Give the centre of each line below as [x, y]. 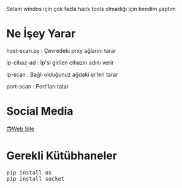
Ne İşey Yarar [41, 34]
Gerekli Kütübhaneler [62, 156]
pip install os [29, 172]
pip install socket [36, 178]
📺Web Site [21, 128]
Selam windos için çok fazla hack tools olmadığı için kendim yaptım [91, 9]
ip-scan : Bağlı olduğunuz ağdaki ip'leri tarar [62, 74]
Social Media [40, 112]
